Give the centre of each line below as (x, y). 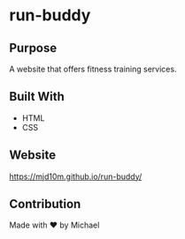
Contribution (45, 204)
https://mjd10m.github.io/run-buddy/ (76, 176)
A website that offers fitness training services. (93, 69)
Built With (37, 97)
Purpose (33, 48)
